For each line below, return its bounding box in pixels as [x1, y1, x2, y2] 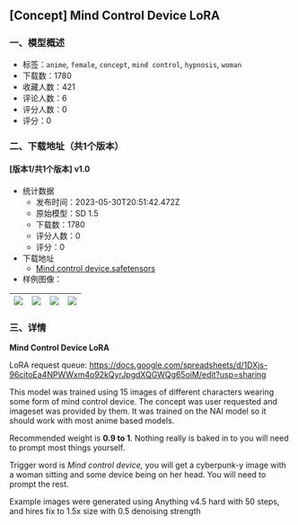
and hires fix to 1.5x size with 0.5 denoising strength [9, 506, 202, 517]
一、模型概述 [9, 37, 66, 49]
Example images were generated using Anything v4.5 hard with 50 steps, [9, 496, 280, 507]
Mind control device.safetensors [35, 262, 155, 273]
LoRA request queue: [9, 360, 88, 370]
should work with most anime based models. [9, 415, 175, 426]
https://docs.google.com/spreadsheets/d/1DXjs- [89, 360, 267, 370]
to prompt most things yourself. [9, 442, 126, 453]
